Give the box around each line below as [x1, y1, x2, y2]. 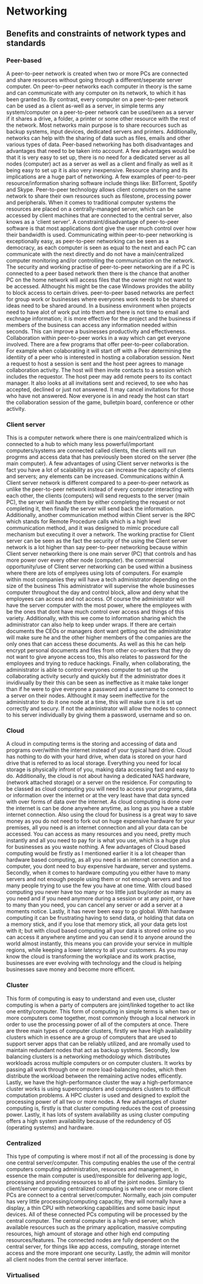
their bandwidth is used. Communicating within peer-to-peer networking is [6, 231, 193, 238]
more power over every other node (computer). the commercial [6, 556, 165, 564]
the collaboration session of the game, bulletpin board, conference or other [6, 399, 194, 406]
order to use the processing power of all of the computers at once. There [6, 1021, 189, 1028]
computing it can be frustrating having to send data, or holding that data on [6, 914, 194, 922]
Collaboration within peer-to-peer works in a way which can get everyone [6, 334, 191, 341]
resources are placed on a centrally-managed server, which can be [6, 205, 174, 212]
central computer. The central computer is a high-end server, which [6, 1217, 176, 1225]
